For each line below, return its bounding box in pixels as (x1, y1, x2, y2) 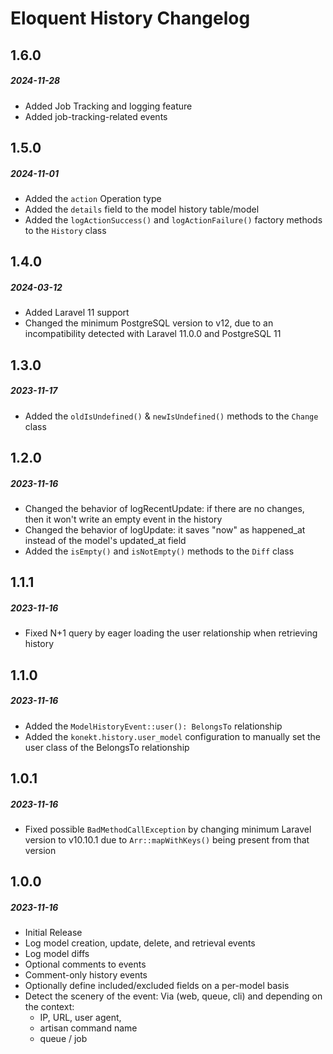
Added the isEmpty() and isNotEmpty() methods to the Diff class (24, 545, 295, 557)
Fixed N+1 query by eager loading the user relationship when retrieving (24, 627, 318, 639)
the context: (24, 1001, 75, 1013)
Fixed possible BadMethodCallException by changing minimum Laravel (24, 823, 312, 836)
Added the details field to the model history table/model (24, 203, 260, 215)
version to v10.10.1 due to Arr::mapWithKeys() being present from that (24, 834, 310, 846)
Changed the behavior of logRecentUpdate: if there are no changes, (24, 502, 305, 514)
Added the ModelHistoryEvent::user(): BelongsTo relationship (24, 720, 283, 732)
